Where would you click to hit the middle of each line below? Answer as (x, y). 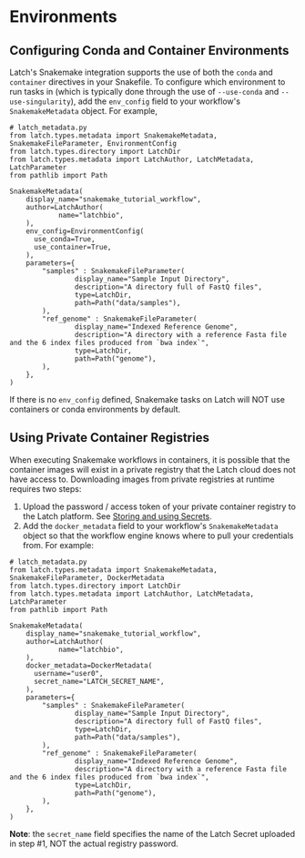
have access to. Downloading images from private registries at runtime (142, 479)
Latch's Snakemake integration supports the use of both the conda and (141, 72)
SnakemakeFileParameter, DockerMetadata (87, 577)
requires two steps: (46, 488)
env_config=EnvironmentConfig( (85, 231)
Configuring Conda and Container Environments (149, 51)
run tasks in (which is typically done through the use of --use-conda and (144, 92)
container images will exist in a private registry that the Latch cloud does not (152, 469)
